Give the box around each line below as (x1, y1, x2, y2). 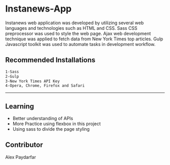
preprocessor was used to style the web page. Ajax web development (5, 30, 151, 36)
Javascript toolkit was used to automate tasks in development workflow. (5, 41, 156, 47)
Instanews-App (5, 3, 72, 15)
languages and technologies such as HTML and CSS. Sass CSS (5, 25, 138, 31)
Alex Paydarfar (5, 154, 36, 160)
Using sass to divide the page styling (12, 126, 90, 132)
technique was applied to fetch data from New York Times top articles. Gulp (5, 36, 163, 42)
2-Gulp (5, 74, 19, 79)
